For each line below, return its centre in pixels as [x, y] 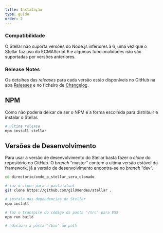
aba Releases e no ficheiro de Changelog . [47, 85]
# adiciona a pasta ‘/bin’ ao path [41, 226]
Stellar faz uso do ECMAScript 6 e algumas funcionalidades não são [73, 51]
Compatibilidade [25, 36]
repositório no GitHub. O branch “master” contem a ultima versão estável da [81, 163]
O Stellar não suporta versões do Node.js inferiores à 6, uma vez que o [76, 46]
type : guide [17, 14]
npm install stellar [26, 131]
